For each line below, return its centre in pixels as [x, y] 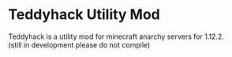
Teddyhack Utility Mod [84, 15]
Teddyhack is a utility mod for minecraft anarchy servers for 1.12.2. [116, 36]
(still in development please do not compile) [79, 44]
